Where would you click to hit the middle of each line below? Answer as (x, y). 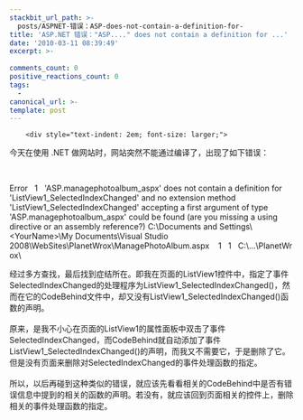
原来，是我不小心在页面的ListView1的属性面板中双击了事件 (118, 329)
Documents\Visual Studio (122, 237)
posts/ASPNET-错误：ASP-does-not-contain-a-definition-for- (131, 26)
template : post (38, 110)
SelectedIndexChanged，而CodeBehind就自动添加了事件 (115, 341)
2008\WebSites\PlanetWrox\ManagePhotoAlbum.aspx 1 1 (120, 246)
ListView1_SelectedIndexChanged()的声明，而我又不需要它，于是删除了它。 (150, 351)
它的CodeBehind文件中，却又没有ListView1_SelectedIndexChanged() (153, 297)
